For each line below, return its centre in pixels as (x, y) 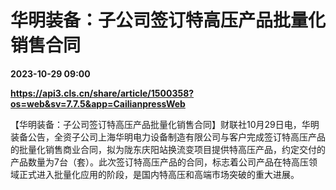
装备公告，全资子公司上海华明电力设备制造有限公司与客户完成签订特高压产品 (168, 137)
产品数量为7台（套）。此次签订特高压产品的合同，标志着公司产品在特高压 (159, 162)
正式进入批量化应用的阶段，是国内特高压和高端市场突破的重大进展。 (159, 174)
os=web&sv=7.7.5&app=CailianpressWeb (98, 103)
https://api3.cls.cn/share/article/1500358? (102, 93)
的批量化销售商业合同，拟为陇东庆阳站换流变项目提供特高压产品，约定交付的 (168, 149)
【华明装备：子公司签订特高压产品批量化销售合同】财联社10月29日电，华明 (165, 124)
